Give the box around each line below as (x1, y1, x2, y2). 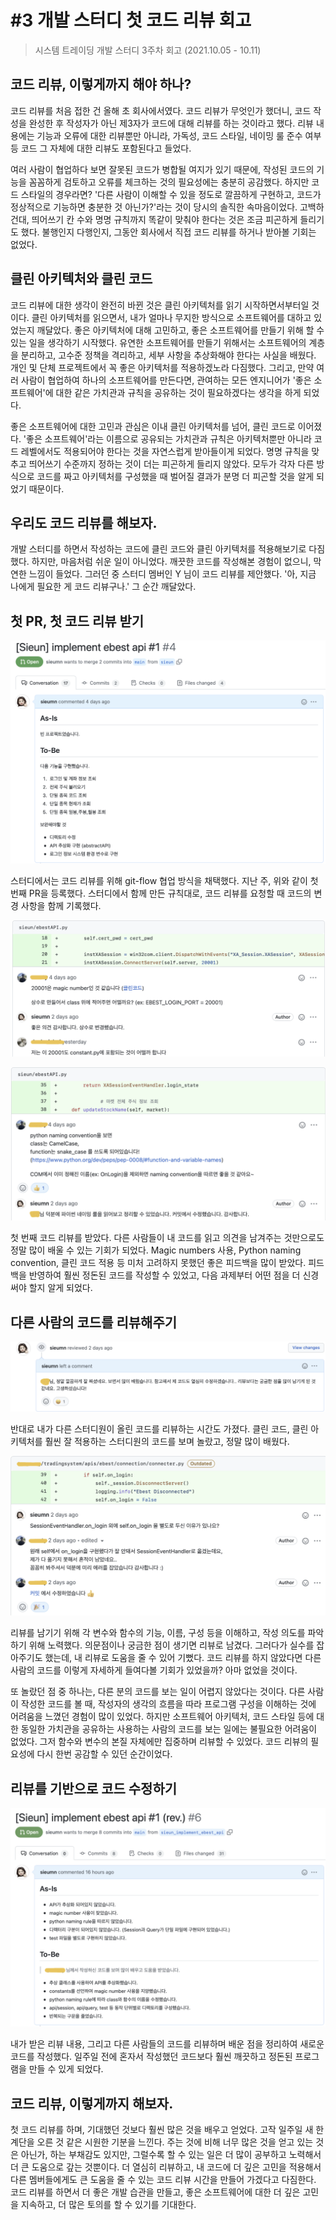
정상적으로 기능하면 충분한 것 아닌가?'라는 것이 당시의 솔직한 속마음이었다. (10, 201, 298, 213)
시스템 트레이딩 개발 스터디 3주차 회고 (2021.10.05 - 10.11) (34, 44, 262, 56)
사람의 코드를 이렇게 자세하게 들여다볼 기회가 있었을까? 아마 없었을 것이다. (10, 1664, 298, 1676)
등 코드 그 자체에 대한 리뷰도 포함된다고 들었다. (10, 142, 192, 154)
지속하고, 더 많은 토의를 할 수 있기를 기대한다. (20, 2199, 197, 2211)
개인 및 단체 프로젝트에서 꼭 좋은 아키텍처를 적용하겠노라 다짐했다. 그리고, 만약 (10, 361, 315, 373)
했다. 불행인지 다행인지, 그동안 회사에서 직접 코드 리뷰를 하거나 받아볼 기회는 (20, 226, 317, 238)
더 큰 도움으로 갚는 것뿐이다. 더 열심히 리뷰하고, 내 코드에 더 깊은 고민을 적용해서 (10, 2161, 322, 2173)
